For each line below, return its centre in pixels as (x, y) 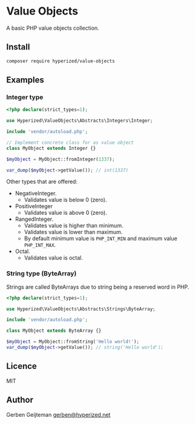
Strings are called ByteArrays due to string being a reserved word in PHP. (98, 287)
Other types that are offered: (42, 182)
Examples (25, 80)
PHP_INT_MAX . (40, 245)
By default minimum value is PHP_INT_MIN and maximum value (101, 238)
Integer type (25, 97)
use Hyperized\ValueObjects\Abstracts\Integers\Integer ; (80, 121)
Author (20, 400)
